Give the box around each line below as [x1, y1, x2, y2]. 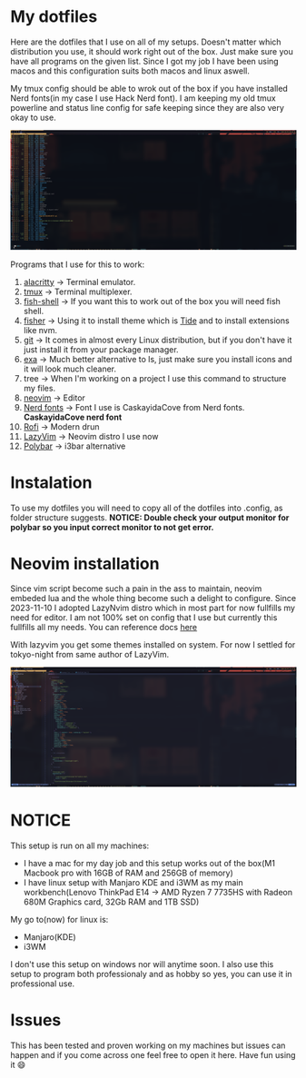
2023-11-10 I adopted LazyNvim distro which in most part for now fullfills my [10, 602, 296, 614]
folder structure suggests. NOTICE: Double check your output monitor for [10, 511, 290, 523]
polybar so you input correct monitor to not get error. [10, 521, 214, 532]
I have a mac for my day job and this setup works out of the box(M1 [23, 858, 276, 869]
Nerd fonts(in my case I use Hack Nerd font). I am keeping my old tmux [10, 93, 276, 104]
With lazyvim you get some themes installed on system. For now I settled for [10, 639, 296, 650]
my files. [23, 382, 56, 393]
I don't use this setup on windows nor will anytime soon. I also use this [10, 959, 274, 970]
